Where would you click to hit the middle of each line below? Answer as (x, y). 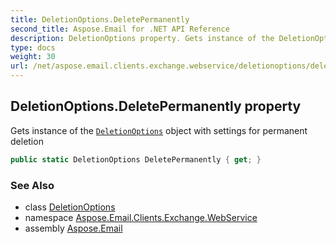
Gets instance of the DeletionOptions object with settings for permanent (159, 130)
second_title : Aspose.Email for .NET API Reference (120, 29)
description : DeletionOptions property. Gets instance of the (142, 38)
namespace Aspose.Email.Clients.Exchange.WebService (141, 217)
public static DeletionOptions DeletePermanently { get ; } (136, 159)
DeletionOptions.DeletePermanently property (156, 106)
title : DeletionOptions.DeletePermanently (100, 19)
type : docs (33, 47)
